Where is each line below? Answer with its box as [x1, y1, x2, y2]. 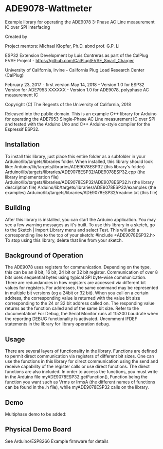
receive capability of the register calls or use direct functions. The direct [5, 363, 150, 370]
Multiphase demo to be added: [5, 412, 67, 417]
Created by [5, 34, 28, 39]
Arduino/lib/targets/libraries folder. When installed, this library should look [5, 159, 153, 164]
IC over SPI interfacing [5, 24, 50, 30]
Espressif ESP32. [5, 126, 40, 132]
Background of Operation [5, 251, 84, 259]
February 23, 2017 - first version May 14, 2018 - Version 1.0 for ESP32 [5, 81, 145, 88]
